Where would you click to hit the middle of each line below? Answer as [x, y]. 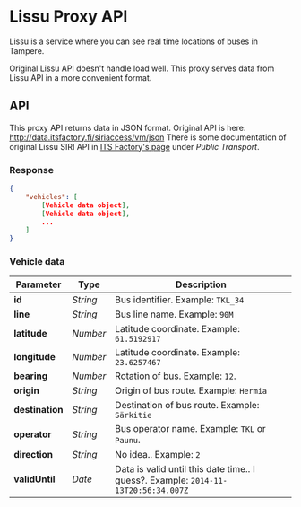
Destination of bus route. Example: [187, 406]
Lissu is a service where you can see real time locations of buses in [133, 41]
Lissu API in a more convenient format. [81, 77]
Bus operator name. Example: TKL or [190, 429]
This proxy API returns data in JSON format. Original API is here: [128, 127]
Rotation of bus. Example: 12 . [176, 376]
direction [34, 455]
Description [201, 284]
